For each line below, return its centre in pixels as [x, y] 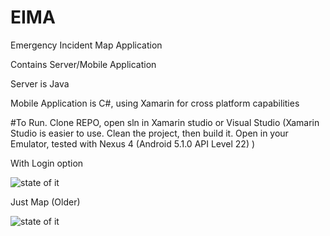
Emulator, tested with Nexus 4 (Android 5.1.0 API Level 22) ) [133, 143]
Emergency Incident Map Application [86, 45]
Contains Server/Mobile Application [83, 64]
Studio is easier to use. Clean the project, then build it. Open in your [149, 133]
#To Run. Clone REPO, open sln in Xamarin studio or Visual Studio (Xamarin [165, 122]
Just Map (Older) [45, 202]
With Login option [47, 163]
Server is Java [40, 83]
